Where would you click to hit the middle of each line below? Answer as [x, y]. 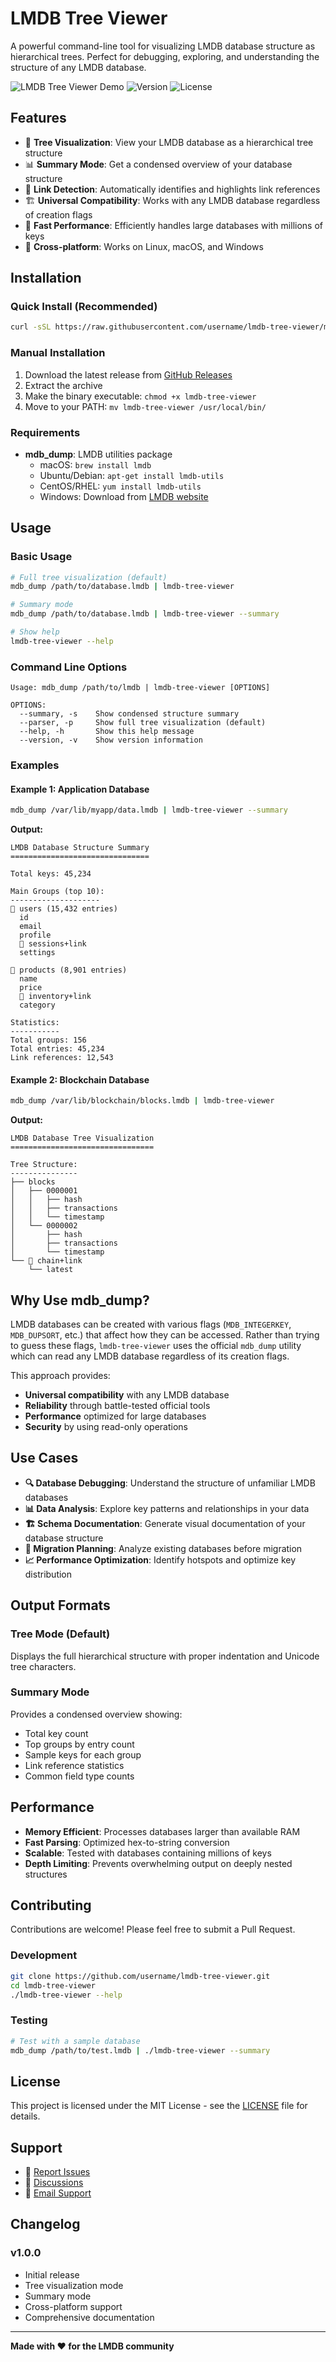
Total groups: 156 [48, 1040]
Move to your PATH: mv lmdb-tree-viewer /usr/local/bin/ [145, 406]
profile [35, 935]
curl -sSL [31, 327]
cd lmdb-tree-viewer [53, 1985]
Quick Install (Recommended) [84, 307]
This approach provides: [60, 1376]
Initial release [52, 2274]
